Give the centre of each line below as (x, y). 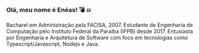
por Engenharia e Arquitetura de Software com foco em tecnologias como (97, 38)
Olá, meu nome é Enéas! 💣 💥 (49, 10)
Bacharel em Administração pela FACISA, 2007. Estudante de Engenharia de (99, 25)
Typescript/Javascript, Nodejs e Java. (53, 44)
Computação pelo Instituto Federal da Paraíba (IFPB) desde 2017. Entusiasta (99, 32)
